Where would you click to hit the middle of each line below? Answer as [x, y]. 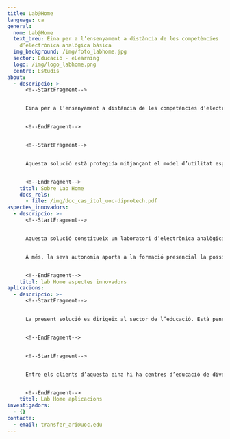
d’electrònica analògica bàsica [65, 45]
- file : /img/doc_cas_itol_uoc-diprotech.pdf [91, 201]
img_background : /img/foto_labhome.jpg [70, 52]
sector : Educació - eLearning [56, 58]
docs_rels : [35, 195]
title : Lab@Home [30, 13]
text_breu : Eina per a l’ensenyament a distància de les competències [116, 39]
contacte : [21, 418]
